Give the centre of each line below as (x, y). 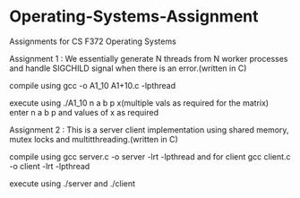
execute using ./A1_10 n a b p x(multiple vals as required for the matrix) (139, 103)
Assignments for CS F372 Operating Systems (93, 41)
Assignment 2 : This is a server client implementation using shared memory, (149, 129)
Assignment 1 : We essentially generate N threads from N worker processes (149, 58)
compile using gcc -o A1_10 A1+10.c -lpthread (93, 85)
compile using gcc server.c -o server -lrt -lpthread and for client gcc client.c (150, 156)
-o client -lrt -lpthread (50, 166)
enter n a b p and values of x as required (84, 112)
